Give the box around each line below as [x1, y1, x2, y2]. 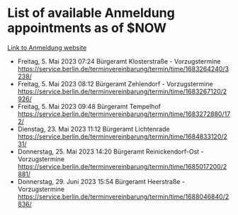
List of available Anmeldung [7, 5, 175, 21]
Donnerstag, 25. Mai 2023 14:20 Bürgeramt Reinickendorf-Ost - [17, 147, 204, 156]
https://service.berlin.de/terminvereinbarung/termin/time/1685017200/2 [17, 162, 227, 170]
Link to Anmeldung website [7, 43, 87, 52]
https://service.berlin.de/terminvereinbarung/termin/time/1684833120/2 [17, 132, 228, 141]
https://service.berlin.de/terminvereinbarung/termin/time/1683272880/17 [17, 110, 231, 118]
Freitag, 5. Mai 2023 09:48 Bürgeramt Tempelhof [17, 102, 161, 110]
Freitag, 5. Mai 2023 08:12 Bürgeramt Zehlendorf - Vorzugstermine [17, 79, 214, 88]
